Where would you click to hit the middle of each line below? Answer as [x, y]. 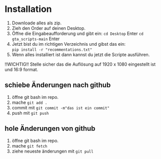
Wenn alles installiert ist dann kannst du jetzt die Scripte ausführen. [81, 54]
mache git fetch [30, 146]
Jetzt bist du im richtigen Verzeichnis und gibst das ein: [69, 44]
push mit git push [30, 113]
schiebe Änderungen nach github [58, 85]
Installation [28, 9]
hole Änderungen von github [50, 128]
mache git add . [30, 102]
